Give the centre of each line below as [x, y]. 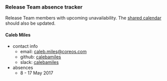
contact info [25, 46]
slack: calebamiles [39, 62]
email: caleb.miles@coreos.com [53, 51]
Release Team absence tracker [44, 7]
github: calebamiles [40, 57]
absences [23, 67]
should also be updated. [30, 23]
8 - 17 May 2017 [37, 73]
